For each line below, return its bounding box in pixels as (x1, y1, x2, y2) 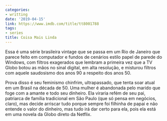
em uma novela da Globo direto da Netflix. (5, 111, 92, 117)
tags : (5, 26, 16, 31)
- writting (5, 12, 28, 17)
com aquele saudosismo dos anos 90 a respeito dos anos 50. (5, 70, 132, 76)
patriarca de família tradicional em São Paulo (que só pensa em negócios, (5, 95, 157, 101)
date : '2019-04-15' (5, 16, 46, 21)
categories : (5, 7, 30, 12)
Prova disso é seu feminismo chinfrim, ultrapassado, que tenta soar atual (5, 79, 155, 85)
